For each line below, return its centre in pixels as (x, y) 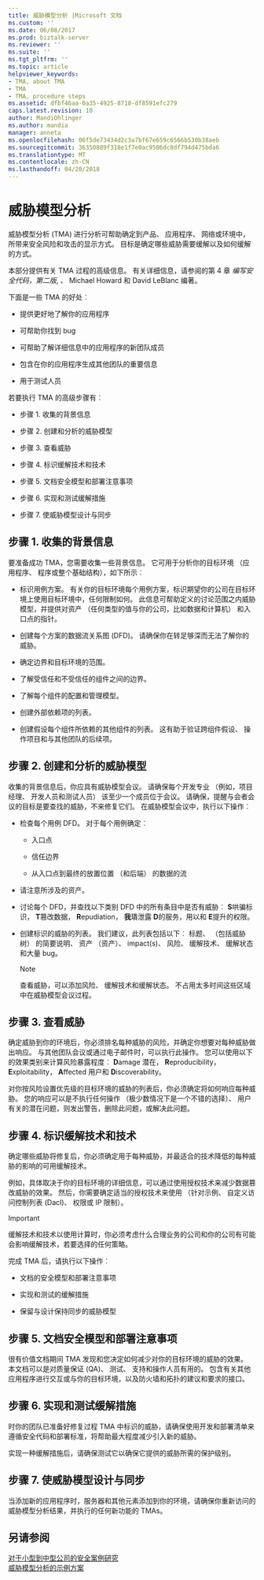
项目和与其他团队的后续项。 (71, 738)
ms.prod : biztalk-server (49, 37)
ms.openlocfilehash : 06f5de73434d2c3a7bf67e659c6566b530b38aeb (114, 140)
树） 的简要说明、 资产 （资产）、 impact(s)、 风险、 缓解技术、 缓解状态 (136, 943)
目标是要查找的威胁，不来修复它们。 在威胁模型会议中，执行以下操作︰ (136, 806)
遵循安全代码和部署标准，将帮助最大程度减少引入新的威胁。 (104, 1436)
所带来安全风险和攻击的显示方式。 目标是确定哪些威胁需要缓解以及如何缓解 (130, 244)
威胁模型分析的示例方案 (46, 1568)
